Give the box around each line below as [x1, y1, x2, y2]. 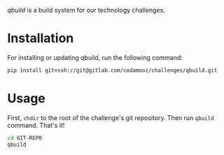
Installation [7, 31, 74, 46]
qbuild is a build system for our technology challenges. [7, 6, 166, 14]
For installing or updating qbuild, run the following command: [7, 53, 183, 61]
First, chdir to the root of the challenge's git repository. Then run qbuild [7, 113, 214, 121]
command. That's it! [7, 121, 65, 129]
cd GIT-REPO [7, 134, 42, 142]
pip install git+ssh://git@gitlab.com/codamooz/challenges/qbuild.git [7, 66, 218, 74]
